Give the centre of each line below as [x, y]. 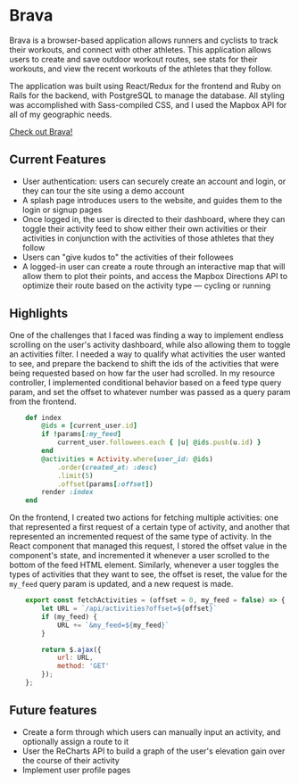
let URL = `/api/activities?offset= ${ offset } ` [129, 609]
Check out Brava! [41, 131]
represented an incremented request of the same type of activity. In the [141, 537]
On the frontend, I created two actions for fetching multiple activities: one [144, 517]
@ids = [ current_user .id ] [90, 426]
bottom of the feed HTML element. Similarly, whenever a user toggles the [144, 565]
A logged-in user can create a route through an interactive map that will [154, 266]
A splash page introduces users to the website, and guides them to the [152, 200]
